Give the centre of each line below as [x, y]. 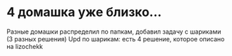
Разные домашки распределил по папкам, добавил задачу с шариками [114, 31]
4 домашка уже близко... [84, 12]
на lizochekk [25, 46]
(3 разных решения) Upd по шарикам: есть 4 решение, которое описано [116, 38]
